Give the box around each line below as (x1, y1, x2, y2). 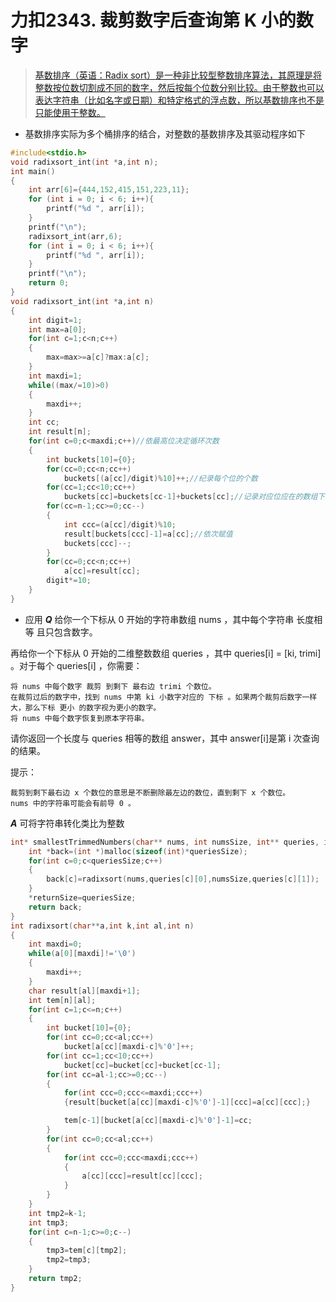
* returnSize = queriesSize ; (28, 893, 137, 903)
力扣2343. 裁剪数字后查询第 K (10, 9, 258, 32)
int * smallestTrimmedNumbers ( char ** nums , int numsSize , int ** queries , (10, 837, 320, 847)
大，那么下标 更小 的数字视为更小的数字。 (10, 702, 162, 713)
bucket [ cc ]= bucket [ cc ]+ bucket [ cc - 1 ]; (63, 1060, 222, 1070)
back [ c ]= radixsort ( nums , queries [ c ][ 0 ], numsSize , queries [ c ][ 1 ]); (46, 874, 320, 885)
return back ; (28, 902, 83, 912)
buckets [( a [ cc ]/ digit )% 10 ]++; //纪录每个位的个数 (63, 473, 258, 483)
